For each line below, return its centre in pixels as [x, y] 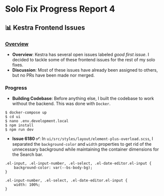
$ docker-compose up [26, 113]
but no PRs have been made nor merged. [53, 75]
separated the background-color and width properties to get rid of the [82, 144]
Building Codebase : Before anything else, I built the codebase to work [83, 98]
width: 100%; [27, 185]
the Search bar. [28, 155]
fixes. [18, 65]
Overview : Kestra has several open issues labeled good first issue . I [81, 54]
